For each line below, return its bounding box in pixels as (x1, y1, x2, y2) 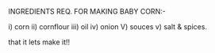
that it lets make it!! (8, 37, 71, 47)
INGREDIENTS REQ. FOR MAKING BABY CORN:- (8, 7, 167, 16)
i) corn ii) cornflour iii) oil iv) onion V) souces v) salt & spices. (8, 22, 208, 31)
